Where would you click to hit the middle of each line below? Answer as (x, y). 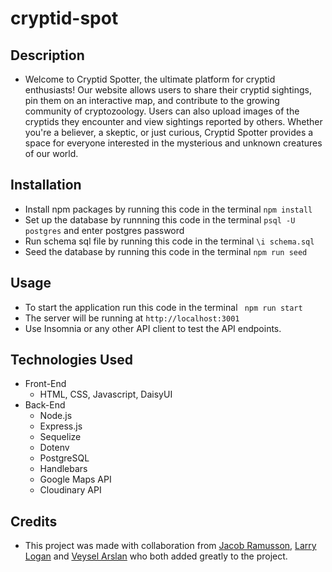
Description (47, 55)
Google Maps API (75, 479)
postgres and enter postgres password (104, 230)
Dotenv (54, 448)
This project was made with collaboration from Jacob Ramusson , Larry (170, 546)
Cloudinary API (70, 490)
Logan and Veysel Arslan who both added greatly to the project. (156, 556)
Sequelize (60, 437)
